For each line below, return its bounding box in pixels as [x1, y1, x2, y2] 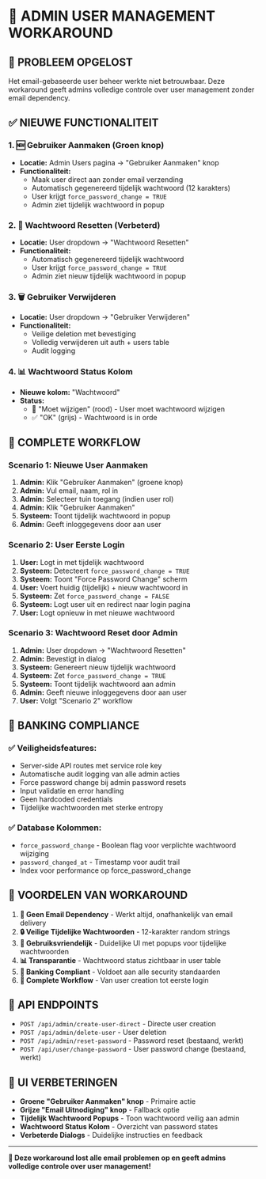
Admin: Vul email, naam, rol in [19, 486, 119, 495]
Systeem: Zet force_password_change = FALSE [19, 591, 170, 601]
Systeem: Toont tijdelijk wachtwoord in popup [19, 511, 171, 521]
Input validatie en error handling [19, 786, 124, 795]
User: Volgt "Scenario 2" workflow [19, 696, 133, 705]
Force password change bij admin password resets [19, 777, 187, 787]
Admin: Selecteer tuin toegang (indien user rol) [19, 495, 174, 504]
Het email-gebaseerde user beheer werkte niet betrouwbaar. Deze [8, 77, 226, 85]
